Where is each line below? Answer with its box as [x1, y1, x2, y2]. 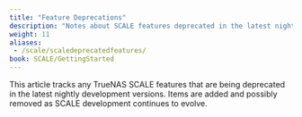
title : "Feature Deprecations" [9, 13, 127, 22]
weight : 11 [9, 29, 50, 38]
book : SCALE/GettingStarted [9, 54, 115, 63]
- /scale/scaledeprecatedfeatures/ [13, 46, 147, 55]
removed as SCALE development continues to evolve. [9, 98, 209, 108]
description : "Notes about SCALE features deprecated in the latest [9, 21, 271, 30]
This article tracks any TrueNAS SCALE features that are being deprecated [9, 79, 286, 89]
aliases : [9, 38, 42, 47]
